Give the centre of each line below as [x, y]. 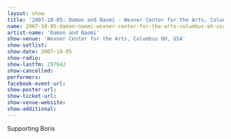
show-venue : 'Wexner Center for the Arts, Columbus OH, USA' [97, 39]
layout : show [26, 13]
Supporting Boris [31, 128]
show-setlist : [27, 45]
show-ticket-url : [32, 97]
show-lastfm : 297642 [37, 64]
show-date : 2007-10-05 [40, 52]
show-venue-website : [37, 103]
